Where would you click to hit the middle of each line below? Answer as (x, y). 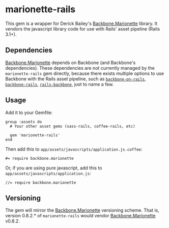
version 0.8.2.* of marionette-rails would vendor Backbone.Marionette (80, 216)
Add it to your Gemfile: (29, 112)
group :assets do (24, 122)
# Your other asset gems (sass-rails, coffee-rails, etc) (73, 126)
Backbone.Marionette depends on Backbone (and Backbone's (71, 63)
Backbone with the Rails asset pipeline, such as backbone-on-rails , (76, 79)
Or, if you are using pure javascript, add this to (54, 168)
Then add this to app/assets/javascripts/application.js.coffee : (74, 149)
